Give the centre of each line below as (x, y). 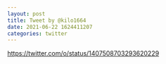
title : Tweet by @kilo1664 (47, 20)
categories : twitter (38, 33)
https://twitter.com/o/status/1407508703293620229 (83, 53)
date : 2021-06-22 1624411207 (50, 27)
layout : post (26, 14)
